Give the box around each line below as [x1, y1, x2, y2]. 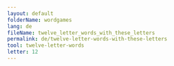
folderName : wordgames [7, 16, 72, 23]
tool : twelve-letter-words [7, 42, 85, 49]
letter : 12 [7, 49, 39, 56]
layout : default [7, 10, 54, 17]
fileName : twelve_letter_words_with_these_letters [7, 29, 155, 36]
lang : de [7, 23, 32, 30]
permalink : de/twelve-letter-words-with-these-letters [7, 36, 168, 43]
